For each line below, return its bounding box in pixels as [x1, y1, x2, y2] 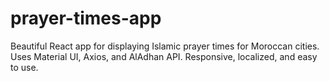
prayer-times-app [10, 7, 162, 30]
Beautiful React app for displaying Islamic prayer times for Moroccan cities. [10, 40, 320, 52]
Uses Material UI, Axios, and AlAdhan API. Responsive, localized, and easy [10, 50, 318, 62]
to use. [10, 61, 39, 73]
